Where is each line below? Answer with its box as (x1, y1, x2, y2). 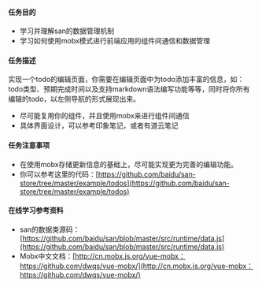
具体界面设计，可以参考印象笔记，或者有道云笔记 (19, 121, 179, 130)
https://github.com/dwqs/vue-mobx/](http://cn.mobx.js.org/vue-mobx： (19, 261, 254, 270)
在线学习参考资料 (8, 206, 64, 215)
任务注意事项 (8, 140, 50, 150)
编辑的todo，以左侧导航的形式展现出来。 (8, 95, 140, 104)
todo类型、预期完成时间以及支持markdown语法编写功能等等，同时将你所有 (8, 84, 250, 94)
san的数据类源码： (19, 225, 80, 234)
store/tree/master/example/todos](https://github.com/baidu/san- (19, 178, 230, 188)
